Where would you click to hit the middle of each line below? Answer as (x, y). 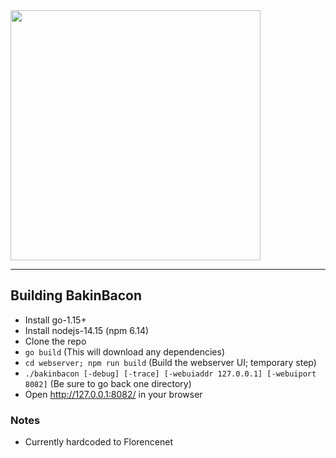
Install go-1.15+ (55, 320)
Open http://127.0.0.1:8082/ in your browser (113, 394)
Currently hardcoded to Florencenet (98, 442)
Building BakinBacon (76, 295)
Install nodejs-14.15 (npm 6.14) (87, 330)
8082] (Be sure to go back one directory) (108, 383)
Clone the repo (55, 341)
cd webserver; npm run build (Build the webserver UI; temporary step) (170, 362)
